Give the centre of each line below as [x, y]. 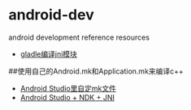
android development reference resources [79, 37]
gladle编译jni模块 [48, 53]
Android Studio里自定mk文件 [68, 88]
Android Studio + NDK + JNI [67, 97]
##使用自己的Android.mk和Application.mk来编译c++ [96, 71]
